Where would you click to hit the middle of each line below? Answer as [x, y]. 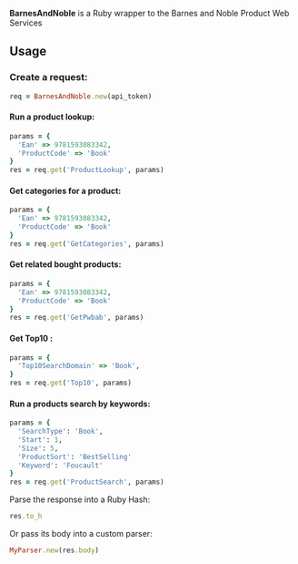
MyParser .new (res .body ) [55, 550]
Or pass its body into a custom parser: [81, 534]
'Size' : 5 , [38, 448]
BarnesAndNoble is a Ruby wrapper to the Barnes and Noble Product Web [149, 13]
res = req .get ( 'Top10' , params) [70, 383]
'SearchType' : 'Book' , [60, 432]
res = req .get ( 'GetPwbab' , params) [77, 318]
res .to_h [26, 517]
